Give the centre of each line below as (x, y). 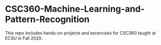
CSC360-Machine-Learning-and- (75, 9)
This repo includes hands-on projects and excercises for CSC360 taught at (80, 33)
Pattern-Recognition (47, 19)
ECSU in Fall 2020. (24, 38)
